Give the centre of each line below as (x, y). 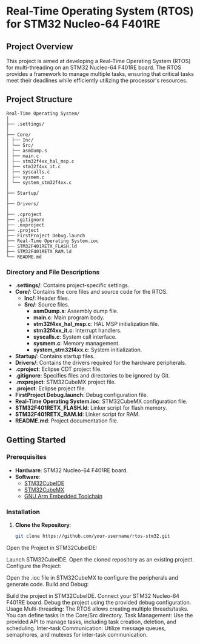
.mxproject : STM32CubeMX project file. (65, 382)
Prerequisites (26, 457)
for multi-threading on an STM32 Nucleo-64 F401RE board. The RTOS (94, 67)
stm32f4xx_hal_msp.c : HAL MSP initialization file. (96, 324)
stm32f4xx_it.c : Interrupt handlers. (78, 330)
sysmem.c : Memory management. (76, 344)
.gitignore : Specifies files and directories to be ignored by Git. (92, 376)
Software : (28, 476)
